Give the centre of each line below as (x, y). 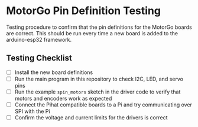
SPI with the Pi (32, 111)
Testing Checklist (39, 58)
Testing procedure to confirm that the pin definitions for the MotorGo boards (99, 27)
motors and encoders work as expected (63, 98)
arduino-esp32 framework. (39, 39)
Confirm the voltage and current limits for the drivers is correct (91, 118)
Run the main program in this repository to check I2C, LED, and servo (99, 79)
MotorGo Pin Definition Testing (84, 11)
